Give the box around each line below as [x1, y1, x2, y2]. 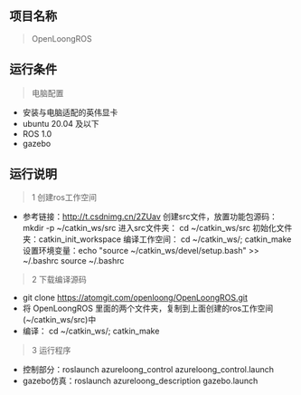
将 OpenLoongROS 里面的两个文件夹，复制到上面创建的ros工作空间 [22, 303, 274, 314]
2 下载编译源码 [31, 275, 88, 285]
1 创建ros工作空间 [31, 192, 98, 203]
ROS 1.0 [22, 128, 52, 139]
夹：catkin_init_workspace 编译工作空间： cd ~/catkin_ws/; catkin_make [22, 234, 292, 245]
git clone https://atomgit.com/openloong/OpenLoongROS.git [22, 293, 249, 303]
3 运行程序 [31, 345, 71, 356]
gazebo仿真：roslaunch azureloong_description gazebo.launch [22, 375, 259, 387]
